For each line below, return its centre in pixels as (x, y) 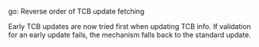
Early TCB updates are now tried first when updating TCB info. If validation (130, 26)
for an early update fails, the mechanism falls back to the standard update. (129, 35)
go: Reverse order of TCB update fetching (76, 11)
